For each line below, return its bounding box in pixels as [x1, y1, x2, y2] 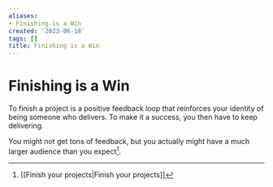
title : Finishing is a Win [8, 42, 100, 50]
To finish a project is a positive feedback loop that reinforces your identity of [8, 104, 264, 113]
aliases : [8, 11, 38, 20]
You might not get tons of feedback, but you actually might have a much [8, 137, 250, 147]
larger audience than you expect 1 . [8, 145, 122, 156]
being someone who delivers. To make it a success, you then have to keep [8, 113, 258, 122]
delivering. [8, 121, 44, 130]
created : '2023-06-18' [8, 27, 85, 35]
